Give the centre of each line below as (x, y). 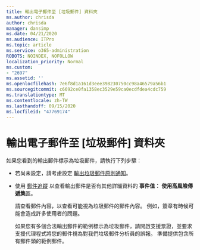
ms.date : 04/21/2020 (32, 34)
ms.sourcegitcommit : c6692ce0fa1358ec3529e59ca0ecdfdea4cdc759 (86, 89)
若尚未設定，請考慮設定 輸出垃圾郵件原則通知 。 (73, 173)
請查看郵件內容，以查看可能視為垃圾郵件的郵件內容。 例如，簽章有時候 (101, 206)
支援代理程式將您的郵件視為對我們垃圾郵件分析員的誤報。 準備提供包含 (101, 234)
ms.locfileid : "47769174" (38, 112)
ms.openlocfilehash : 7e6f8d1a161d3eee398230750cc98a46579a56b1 (86, 84)
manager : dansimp (28, 28)
